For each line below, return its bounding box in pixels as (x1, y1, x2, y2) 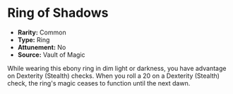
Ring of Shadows (7, 5, 109, 21)
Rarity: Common (17, 28, 66, 36)
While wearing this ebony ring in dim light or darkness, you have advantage (7, 64, 227, 72)
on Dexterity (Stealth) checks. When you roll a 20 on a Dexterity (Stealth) (7, 72, 220, 80)
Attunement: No (17, 43, 66, 51)
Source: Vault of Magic (17, 51, 86, 59)
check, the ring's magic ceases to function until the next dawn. (7, 79, 191, 87)
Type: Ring (17, 35, 50, 43)
